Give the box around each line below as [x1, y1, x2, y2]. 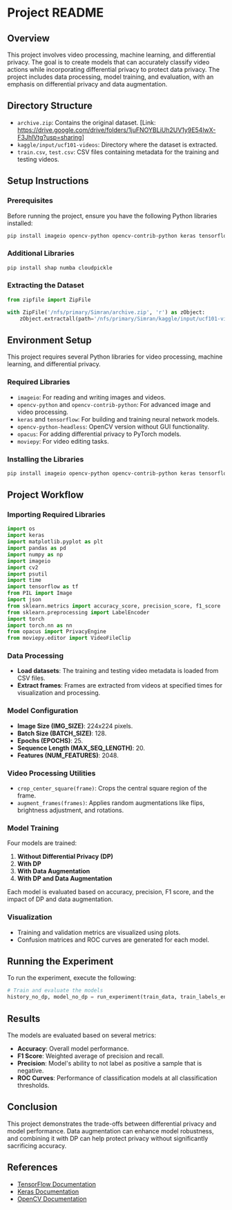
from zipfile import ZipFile [7, 296, 91, 303]
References [7, 1162, 58, 1173]
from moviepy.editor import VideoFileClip [7, 634, 131, 642]
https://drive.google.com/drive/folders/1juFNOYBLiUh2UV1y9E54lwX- [17, 126, 216, 134]
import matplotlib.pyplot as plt [7, 538, 104, 545]
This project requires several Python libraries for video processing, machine [7, 352, 223, 361]
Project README [7, 5, 104, 21]
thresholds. [17, 1081, 50, 1090]
